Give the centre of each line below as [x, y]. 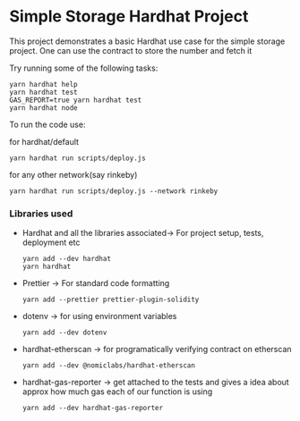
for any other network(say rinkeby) [73, 174]
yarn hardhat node [43, 108]
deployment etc [51, 242]
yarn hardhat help [43, 84]
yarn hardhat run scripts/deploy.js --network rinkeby [114, 191]
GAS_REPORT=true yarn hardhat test [76, 100]
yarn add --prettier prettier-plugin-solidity [111, 300]
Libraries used [41, 214]
